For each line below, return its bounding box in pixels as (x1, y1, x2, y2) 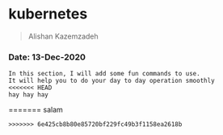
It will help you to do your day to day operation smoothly (8, 77, 216, 85)
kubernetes (8, 5, 88, 23)
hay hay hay (8, 91, 48, 99)
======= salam (8, 105, 63, 115)
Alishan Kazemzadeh (27, 31, 99, 41)
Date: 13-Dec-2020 (8, 51, 86, 63)
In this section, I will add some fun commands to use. (8, 70, 200, 78)
